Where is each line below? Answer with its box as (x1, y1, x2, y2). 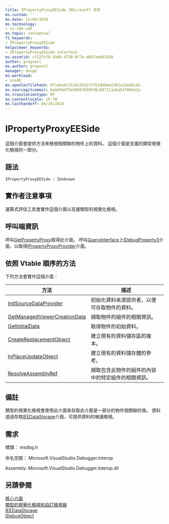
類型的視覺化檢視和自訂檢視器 (5, 501, 67, 508)
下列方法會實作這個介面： (5, 273, 58, 279)
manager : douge (5, 69, 37, 74)
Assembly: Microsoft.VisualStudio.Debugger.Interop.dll (5, 465, 119, 471)
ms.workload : (5, 73, 33, 78)
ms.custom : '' (5, 12, 35, 17)
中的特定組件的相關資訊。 (91, 374, 152, 382)
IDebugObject (5, 512, 34, 518)
